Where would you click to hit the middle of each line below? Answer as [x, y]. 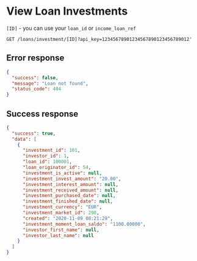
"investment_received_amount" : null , [70, 190]
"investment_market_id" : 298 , [61, 213]
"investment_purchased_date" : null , [69, 196]
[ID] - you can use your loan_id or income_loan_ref [71, 28]
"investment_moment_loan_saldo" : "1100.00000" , [84, 224]
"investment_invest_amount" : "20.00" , [72, 179]
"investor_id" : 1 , [46, 156]
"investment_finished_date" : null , [68, 202]
